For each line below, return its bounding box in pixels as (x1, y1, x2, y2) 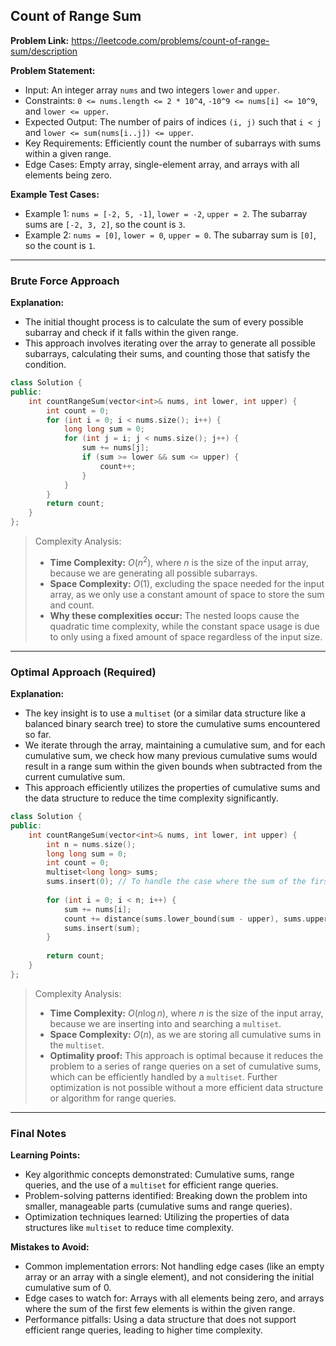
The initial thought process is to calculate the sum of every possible (24, 316, 304, 328)
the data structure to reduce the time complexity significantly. (24, 792, 279, 804)
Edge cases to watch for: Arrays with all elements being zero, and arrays (24, 1292, 325, 1304)
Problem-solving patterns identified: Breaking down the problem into (24, 1190, 308, 1202)
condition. (24, 359, 67, 371)
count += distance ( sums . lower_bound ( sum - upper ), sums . (63, 914, 307, 924)
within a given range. (24, 147, 112, 159)
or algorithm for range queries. (49, 1092, 177, 1104)
